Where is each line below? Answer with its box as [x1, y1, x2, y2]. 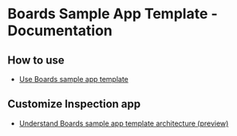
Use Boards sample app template [18, 75, 129, 84]
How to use [7, 53, 65, 67]
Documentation [7, 21, 113, 40]
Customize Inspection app [7, 97, 141, 111]
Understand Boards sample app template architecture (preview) [18, 119, 229, 128]
